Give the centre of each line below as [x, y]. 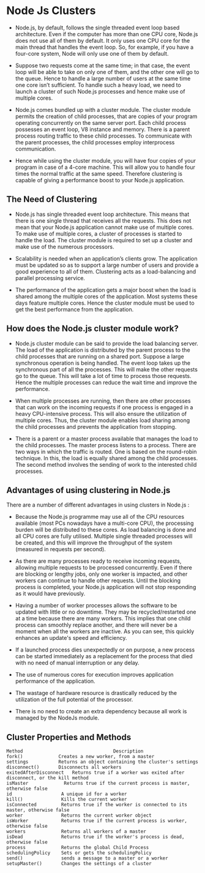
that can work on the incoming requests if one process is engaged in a [104, 407]
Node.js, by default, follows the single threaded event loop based [97, 28]
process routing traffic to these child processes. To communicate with [103, 136]
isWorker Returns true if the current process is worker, [97, 821]
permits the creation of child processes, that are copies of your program [106, 116]
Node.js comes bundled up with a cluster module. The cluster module [103, 110]
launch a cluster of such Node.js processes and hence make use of [100, 91]
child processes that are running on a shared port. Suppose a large [100, 356]
